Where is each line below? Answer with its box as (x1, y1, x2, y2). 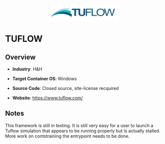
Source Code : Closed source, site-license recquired (12, 85, 119, 91)
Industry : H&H (12, 66, 43, 72)
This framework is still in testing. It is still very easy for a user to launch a (5, 122, 154, 128)
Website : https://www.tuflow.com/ (12, 95, 83, 101)
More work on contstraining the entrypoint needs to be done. (5, 133, 130, 139)
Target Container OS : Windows (12, 76, 77, 82)
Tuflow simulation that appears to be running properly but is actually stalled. (5, 128, 161, 134)
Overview (5, 53, 36, 61)
